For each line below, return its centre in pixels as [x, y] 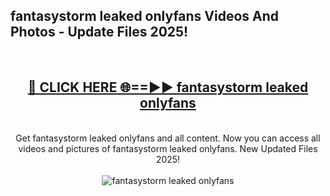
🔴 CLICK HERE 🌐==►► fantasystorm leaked [168, 87]
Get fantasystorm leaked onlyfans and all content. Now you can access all [168, 138]
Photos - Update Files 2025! [99, 32]
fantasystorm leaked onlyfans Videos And [145, 16]
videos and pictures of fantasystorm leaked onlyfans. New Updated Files [168, 148]
